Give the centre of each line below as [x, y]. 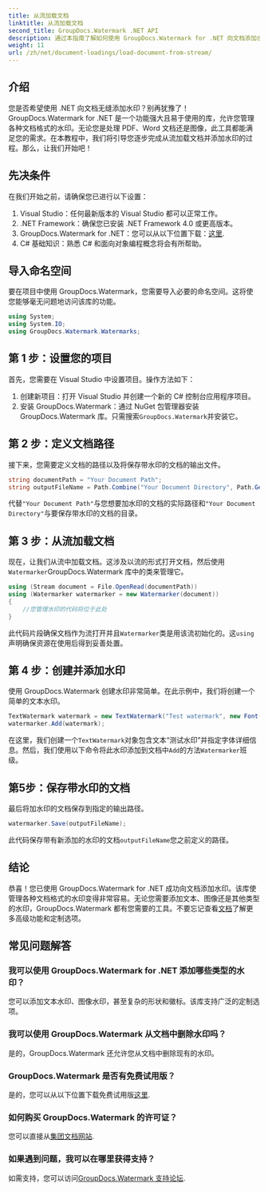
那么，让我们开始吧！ [57, 148]
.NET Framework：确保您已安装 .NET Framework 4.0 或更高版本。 [128, 223]
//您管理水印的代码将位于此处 [65, 609]
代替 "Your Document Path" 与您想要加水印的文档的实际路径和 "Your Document [132, 504]
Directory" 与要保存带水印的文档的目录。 [75, 513]
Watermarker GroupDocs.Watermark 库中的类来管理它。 [98, 572]
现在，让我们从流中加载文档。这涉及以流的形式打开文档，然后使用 [116, 562]
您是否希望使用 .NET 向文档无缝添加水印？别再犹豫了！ [99, 108]
